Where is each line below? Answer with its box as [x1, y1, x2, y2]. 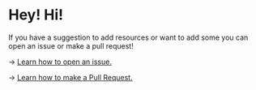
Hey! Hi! [8, 6, 64, 24]
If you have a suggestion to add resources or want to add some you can [8, 32, 249, 42]
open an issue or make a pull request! [8, 41, 134, 50]
